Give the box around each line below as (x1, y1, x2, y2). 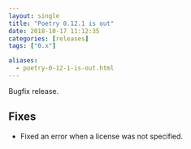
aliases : (8, 57, 38, 65)
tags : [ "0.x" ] (8, 42, 57, 50)
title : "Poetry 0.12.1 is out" (8, 19, 115, 28)
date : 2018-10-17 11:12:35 (8, 27, 100, 35)
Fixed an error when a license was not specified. (20, 131, 184, 141)
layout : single (8, 11, 60, 20)
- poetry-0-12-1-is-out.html (15, 64, 115, 73)
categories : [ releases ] (8, 34, 89, 43)
